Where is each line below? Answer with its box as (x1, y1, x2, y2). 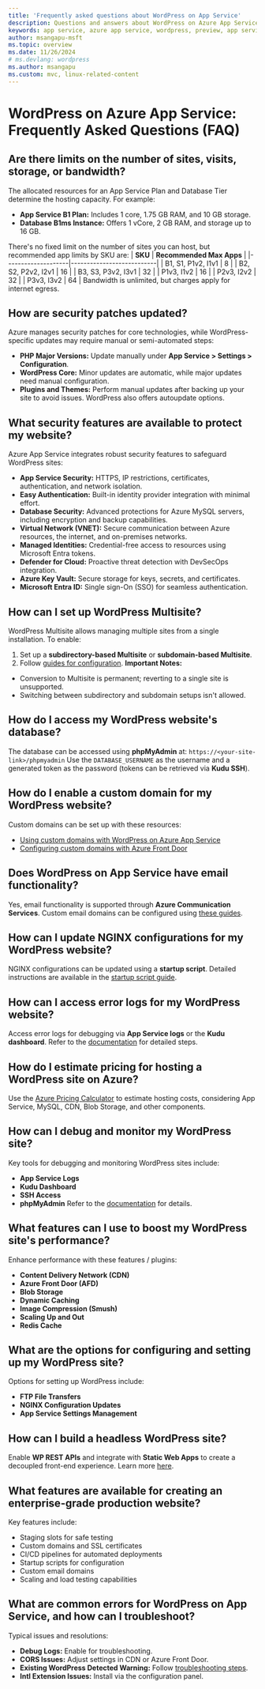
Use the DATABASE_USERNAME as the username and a (66, 755, 230, 764)
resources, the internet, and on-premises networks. (19, 532, 188, 541)
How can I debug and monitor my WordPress (8, 1125, 232, 1138)
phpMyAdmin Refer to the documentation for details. (19, 1198, 192, 1208)
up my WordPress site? (8, 1355, 125, 1369)
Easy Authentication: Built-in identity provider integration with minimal (19, 490, 251, 500)
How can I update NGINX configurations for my (8, 930, 244, 944)
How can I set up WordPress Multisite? (8, 605, 202, 619)
